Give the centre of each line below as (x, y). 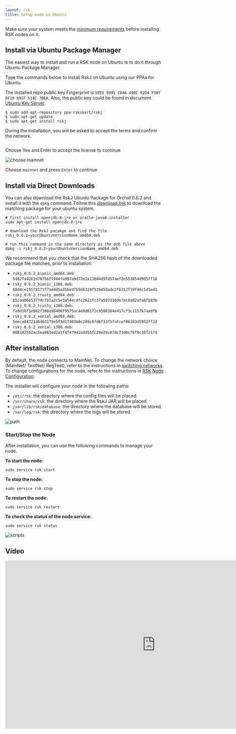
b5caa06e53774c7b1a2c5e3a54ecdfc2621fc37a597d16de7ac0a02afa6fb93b (85, 301)
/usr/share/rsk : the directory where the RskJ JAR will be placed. (80, 401)
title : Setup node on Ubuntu (36, 15)
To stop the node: (24, 479)
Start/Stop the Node (30, 434)
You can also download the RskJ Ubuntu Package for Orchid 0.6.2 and (78, 198)
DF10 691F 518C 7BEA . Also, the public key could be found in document (78, 98)
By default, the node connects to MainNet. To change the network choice (81, 360)
